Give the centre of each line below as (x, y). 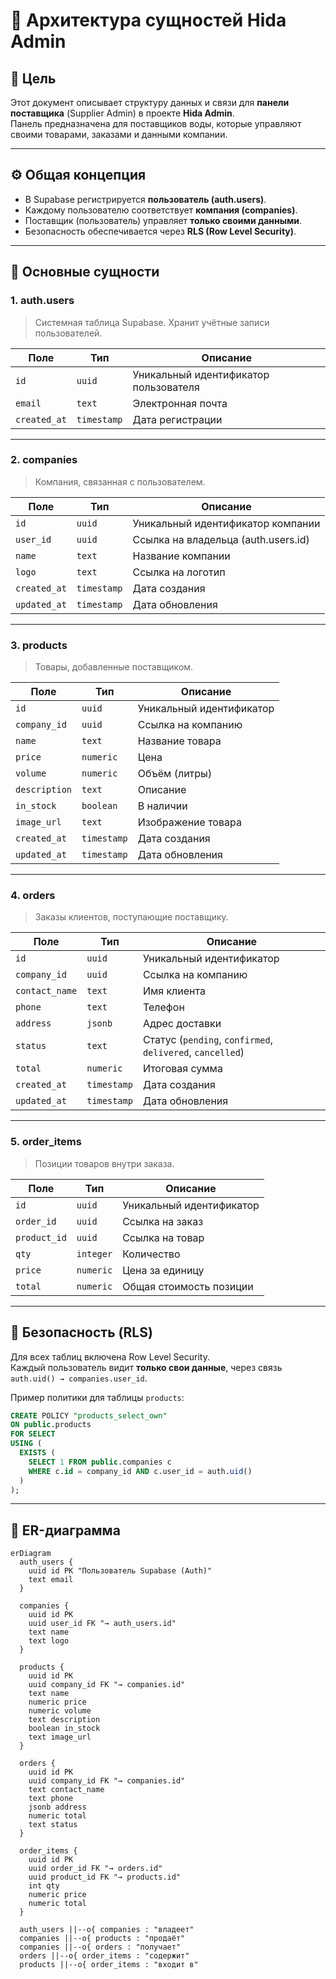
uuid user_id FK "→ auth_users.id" (102, 1624)
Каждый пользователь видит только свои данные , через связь (146, 1367)
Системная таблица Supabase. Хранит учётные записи (152, 322)
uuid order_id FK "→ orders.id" (95, 1869)
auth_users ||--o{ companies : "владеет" (107, 1930)
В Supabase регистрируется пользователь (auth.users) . (145, 199)
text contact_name (66, 1790)
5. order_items (46, 1142)
